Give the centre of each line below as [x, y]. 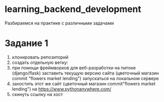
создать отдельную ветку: [40, 62]
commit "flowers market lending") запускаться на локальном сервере [85, 78]
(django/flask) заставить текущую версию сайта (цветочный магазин [85, 73]
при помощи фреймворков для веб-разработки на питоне [74, 67]
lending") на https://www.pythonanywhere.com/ [62, 89]
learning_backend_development [73, 9]
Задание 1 [26, 43]
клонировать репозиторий [40, 57]
